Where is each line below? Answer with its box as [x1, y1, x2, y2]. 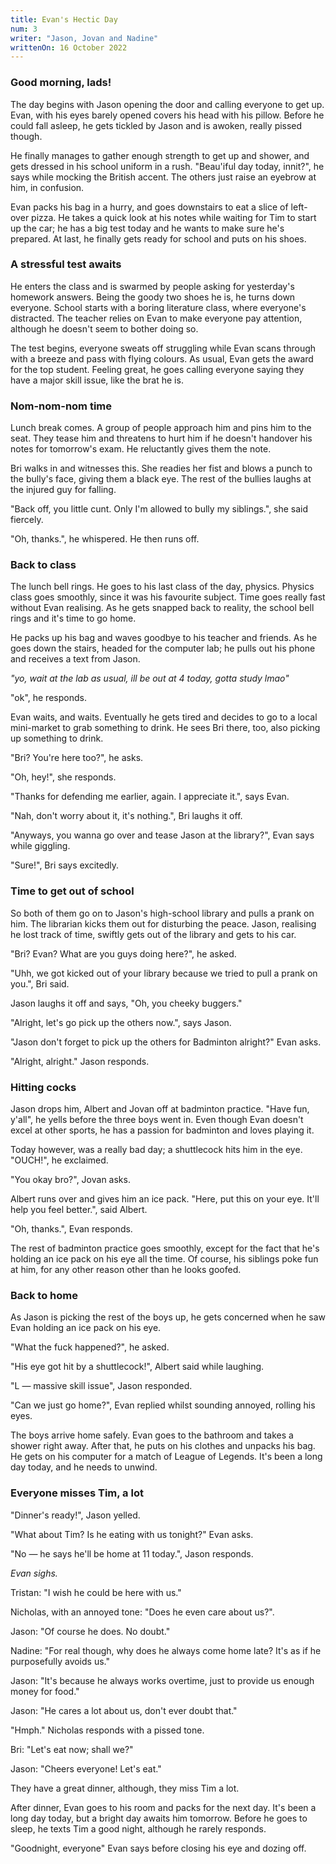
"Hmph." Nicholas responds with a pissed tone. [10, 1724, 205, 1736]
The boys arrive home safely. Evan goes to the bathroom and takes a [10, 1429, 294, 1441]
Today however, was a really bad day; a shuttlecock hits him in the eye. [10, 1144, 303, 1156]
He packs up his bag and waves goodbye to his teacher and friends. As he [10, 632, 318, 644]
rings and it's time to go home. [10, 612, 137, 625]
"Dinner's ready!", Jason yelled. [10, 1509, 141, 1521]
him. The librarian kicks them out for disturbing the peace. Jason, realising [10, 917, 317, 930]
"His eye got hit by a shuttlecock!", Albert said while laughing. [10, 1361, 265, 1373]
